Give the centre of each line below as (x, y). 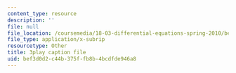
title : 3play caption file (47, 53)
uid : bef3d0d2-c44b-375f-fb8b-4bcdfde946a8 (72, 59)
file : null (23, 26)
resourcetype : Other (38, 46)
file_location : (29, 33)
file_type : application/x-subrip (56, 40)
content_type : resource (42, 14)
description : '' (31, 20)
